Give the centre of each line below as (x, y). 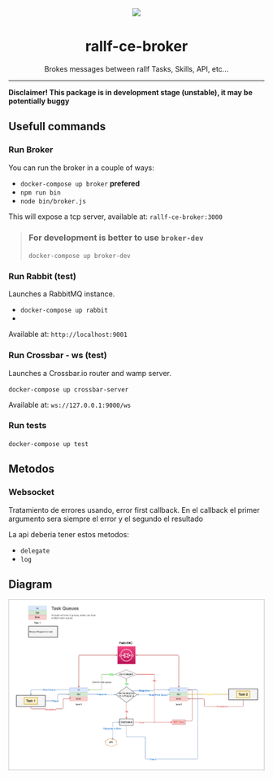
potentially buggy (39, 101)
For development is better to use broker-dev (116, 238)
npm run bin (40, 193)
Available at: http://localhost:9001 (68, 335)
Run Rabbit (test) (43, 276)
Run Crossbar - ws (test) (58, 356)
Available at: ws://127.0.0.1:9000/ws (70, 405)
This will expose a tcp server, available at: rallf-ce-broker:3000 (116, 217)
